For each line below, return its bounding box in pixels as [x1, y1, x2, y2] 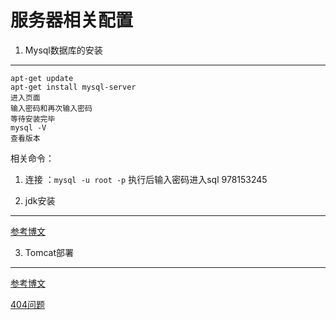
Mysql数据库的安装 [24, 44, 103, 56]
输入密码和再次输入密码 [10, 103, 93, 113]
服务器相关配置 [10, 9, 134, 32]
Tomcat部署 [24, 246, 74, 258]
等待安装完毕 [10, 114, 56, 124]
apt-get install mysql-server [10, 82, 137, 92]
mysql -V [10, 122, 47, 133]
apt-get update [10, 73, 74, 83]
